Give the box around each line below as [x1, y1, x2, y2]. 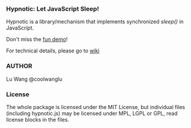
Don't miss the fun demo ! [6, 36, 68, 43]
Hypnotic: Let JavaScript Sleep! [6, 5, 99, 13]
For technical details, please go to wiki [6, 47, 99, 54]
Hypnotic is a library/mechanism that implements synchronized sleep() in [6, 18, 184, 25]
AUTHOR [6, 62, 33, 70]
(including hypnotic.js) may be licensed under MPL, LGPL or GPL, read [6, 110, 178, 117]
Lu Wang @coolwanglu [6, 76, 63, 83]
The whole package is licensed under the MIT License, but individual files [6, 103, 185, 110]
